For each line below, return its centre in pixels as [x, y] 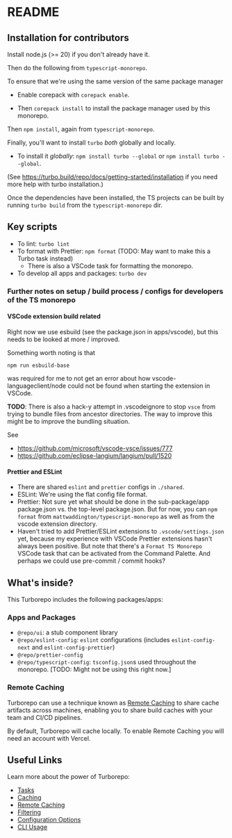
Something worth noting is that [51, 352]
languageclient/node [37, 386]
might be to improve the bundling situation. [68, 421]
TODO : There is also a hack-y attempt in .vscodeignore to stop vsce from [111, 406]
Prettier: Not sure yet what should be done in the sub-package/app [113, 502]
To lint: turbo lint [43, 243]
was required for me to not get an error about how [79, 378]
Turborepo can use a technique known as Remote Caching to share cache [113, 703]
